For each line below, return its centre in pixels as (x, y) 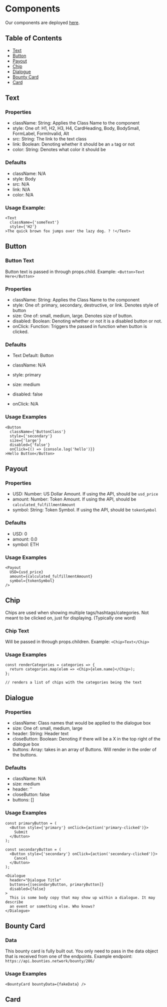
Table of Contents (34, 38)
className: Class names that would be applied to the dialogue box (81, 722)
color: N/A (23, 194)
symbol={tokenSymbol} (32, 580)
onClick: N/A (25, 404)
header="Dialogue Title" (35, 880)
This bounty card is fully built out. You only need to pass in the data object (82, 951)
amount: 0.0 (25, 539)
